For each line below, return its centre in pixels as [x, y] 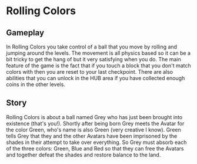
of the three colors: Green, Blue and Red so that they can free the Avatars [95, 148]
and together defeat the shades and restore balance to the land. [84, 155]
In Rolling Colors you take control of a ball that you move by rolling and [92, 47]
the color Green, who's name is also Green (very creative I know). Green [94, 129]
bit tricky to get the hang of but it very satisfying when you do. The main [94, 59]
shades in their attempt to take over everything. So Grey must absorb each [96, 142]
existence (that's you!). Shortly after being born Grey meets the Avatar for [95, 123]
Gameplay [25, 33]
